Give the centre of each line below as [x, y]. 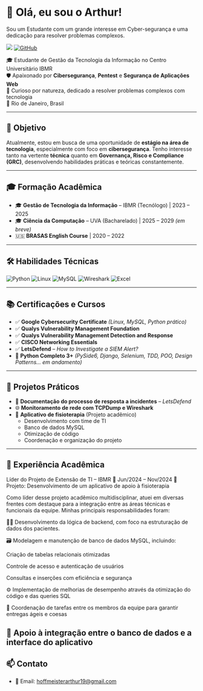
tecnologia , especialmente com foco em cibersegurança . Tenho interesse [99, 149]
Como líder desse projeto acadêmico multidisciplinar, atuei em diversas [95, 497]
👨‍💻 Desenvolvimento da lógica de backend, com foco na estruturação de [97, 522]
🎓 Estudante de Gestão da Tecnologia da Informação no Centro [86, 60]
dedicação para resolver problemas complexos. [66, 35]
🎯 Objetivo [26, 128]
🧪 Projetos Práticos [43, 387]
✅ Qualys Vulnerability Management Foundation [77, 329]
